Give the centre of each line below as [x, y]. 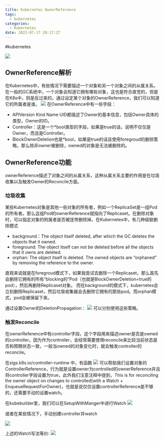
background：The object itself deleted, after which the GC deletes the [83, 236]
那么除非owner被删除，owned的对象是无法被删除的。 [75, 145]
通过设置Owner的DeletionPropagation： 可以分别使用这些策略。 [73, 308]
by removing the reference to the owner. [53, 263]
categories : [17, 23]
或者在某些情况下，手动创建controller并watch [51, 414]
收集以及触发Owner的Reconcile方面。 [44, 181]
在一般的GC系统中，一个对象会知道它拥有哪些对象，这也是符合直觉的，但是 [82, 91]
